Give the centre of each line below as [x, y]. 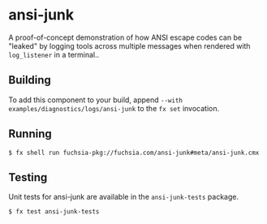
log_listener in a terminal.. [54, 54]
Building [30, 80]
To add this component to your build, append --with [95, 100]
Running [30, 134]
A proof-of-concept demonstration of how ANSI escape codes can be [125, 37]
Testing [28, 177]
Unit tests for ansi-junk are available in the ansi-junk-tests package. [124, 197]
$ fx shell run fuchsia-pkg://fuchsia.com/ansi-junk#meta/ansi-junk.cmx [134, 153]
